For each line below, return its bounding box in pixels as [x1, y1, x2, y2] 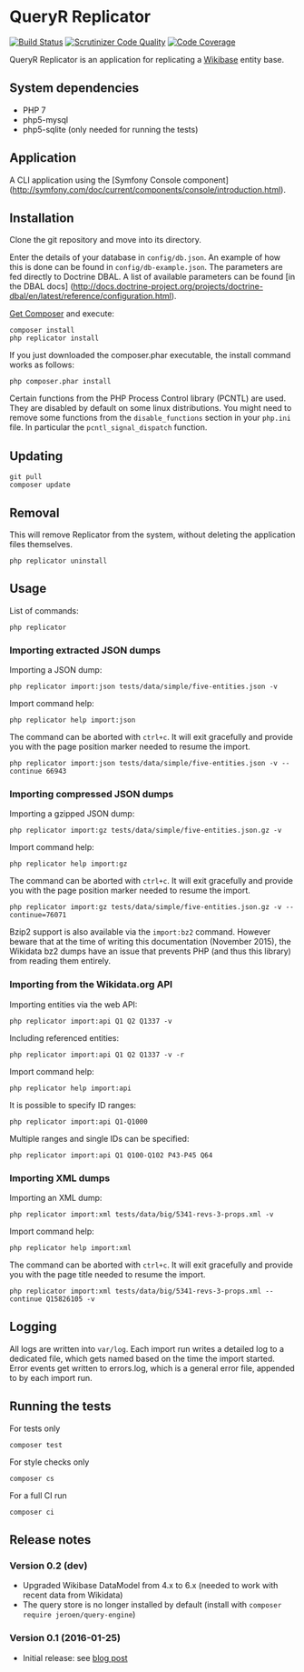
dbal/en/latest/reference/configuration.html [9, 291, 172, 302]
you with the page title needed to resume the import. [9, 1269, 206, 1279]
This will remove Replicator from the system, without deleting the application [9, 529, 296, 540]
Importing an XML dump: [9, 1193, 103, 1203]
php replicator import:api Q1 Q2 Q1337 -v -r [9, 1050, 184, 1059]
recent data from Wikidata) [22, 1589, 123, 1601]
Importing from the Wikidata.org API [9, 978, 173, 991]
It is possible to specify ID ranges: [9, 1099, 137, 1110]
